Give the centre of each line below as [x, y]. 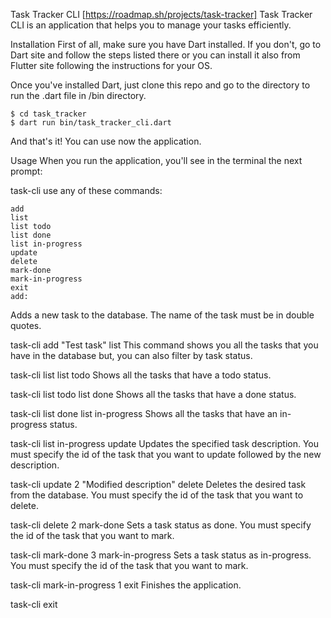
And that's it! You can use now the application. [106, 141]
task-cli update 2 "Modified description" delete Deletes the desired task [158, 484]
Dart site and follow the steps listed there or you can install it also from [155, 55]
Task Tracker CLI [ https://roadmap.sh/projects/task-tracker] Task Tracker [161, 14]
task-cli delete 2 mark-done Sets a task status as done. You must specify [161, 525]
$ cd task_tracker [48, 114]
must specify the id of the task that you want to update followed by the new [166, 454]
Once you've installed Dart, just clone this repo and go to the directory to [160, 85]
